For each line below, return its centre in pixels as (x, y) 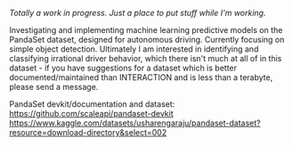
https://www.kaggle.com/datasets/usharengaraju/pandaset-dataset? (135, 123)
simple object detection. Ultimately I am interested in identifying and (134, 49)
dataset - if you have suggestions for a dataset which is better (123, 68)
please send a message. (54, 87)
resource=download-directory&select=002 (88, 132)
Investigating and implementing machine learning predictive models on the (146, 30)
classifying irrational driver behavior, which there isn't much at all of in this (146, 58)
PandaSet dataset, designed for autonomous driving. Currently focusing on (147, 40)
